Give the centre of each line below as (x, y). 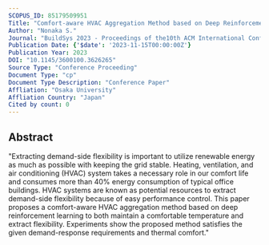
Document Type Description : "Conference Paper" (89, 82)
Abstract (31, 137)
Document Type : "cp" (43, 75)
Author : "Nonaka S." (43, 30)
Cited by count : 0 (39, 105)
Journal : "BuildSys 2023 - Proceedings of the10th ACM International (127, 38)
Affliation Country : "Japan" (57, 97)
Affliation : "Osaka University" (62, 90)
